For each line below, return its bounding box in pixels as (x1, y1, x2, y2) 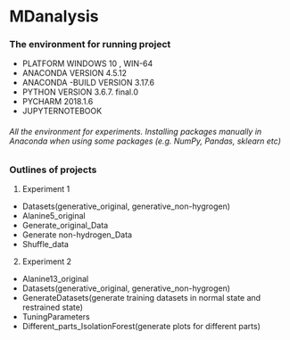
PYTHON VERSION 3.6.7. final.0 (21, 87, 138, 97)
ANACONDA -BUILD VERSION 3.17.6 (21, 78, 155, 88)
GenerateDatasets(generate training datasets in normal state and (21, 293, 261, 303)
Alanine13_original (21, 274, 89, 285)
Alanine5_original (21, 211, 87, 221)
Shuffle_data (21, 239, 70, 250)
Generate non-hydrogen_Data (21, 229, 132, 240)
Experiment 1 (21, 184, 70, 195)
